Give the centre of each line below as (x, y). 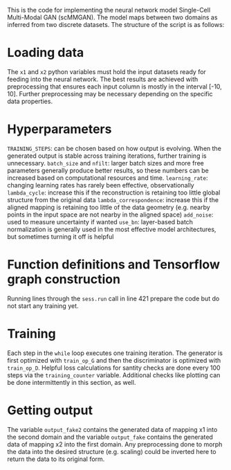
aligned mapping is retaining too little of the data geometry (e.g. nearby (109, 207)
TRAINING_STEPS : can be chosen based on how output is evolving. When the (114, 148)
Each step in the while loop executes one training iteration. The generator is (115, 353)
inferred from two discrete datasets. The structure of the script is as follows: (116, 25)
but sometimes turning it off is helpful (61, 236)
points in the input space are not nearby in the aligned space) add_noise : (110, 215)
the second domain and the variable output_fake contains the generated (110, 437)
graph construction (64, 279)
